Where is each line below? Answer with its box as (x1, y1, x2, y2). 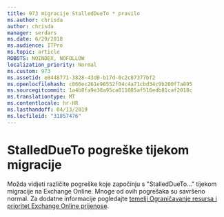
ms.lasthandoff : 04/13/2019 (7, 106, 88, 113)
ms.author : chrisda (7, 17, 63, 23)
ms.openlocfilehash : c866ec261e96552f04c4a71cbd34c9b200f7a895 (7, 81, 193, 87)
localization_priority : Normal (7, 61, 97, 68)
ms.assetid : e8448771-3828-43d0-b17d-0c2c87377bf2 (7, 74, 156, 81)
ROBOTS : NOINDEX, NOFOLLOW (7, 55, 85, 62)
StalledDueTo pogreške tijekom (7, 142, 190, 158)
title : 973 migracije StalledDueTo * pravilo (7, 10, 140, 17)
